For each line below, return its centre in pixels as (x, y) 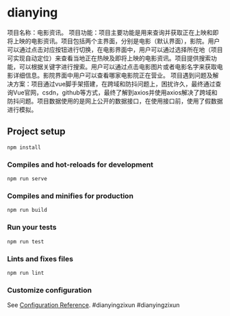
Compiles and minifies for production (70, 195)
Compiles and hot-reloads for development (80, 165)
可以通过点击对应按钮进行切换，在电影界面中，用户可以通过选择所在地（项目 (115, 49)
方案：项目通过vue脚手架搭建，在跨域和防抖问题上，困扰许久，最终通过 (114, 84)
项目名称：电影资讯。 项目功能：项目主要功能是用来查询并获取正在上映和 (110, 32)
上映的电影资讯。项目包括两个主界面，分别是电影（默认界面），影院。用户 (116, 41)
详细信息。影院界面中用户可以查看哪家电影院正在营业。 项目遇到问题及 (113, 75)
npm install (24, 147)
